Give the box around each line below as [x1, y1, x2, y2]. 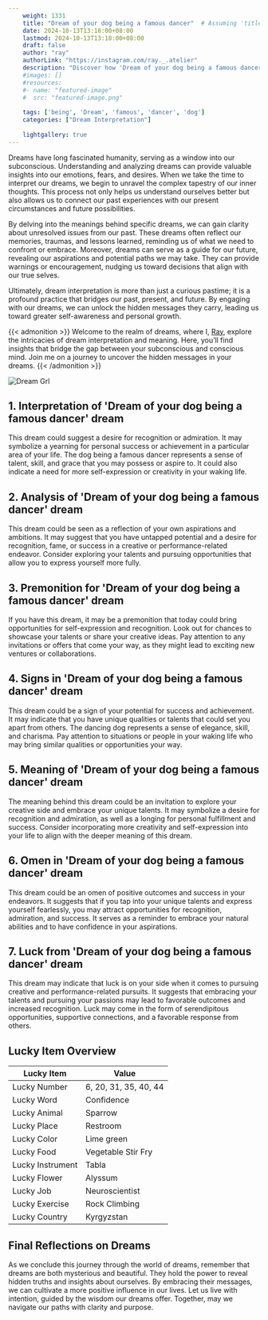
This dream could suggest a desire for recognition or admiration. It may [8, 433, 242, 442]
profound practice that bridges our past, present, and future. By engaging [8, 294, 250, 304]
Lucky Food [12, 1146, 57, 1158]
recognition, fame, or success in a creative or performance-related [8, 541, 228, 550]
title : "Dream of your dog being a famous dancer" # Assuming [22, 19, 238, 27]
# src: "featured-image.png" [22, 94, 124, 102]
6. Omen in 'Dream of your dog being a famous [8, 854, 245, 868]
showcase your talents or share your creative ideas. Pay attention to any [8, 632, 246, 642]
